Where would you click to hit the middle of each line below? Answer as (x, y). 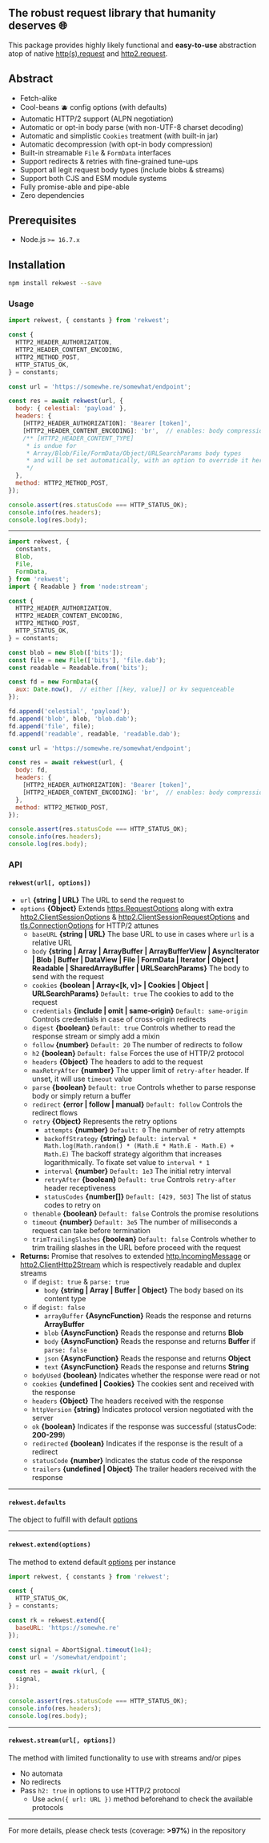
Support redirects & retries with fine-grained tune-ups (109, 161)
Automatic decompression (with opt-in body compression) (116, 144)
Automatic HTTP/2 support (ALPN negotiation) (96, 119)
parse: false (66, 1351)
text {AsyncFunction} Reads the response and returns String (147, 1367)
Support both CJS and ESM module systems (93, 178)
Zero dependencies (52, 195)
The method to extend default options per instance (92, 1562)
